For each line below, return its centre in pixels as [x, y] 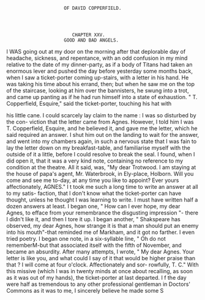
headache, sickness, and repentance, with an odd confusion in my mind [97, 58]
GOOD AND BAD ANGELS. [91, 40]
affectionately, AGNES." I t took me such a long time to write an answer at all [102, 187]
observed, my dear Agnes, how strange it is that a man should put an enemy [102, 226]
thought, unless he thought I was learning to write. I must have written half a [102, 200]
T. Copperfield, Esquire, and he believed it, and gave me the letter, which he [102, 128]
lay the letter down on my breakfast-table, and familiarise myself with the [99, 148]
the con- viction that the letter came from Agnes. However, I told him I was [100, 122]
